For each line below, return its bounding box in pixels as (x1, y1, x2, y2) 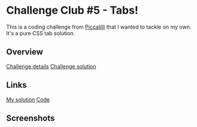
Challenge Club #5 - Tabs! (6, 4, 139, 17)
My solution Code (6, 96, 50, 103)
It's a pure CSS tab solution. (6, 29, 75, 36)
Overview (6, 47, 44, 57)
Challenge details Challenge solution (6, 63, 96, 70)
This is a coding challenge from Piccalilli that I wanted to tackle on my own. (6, 23, 192, 30)
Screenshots (6, 113, 55, 123)
